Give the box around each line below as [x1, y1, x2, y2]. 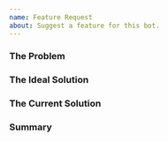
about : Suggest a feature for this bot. [9, 21, 161, 30]
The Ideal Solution [9, 74, 89, 86]
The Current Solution [9, 98, 102, 110]
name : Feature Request [9, 12, 93, 22]
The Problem [9, 50, 66, 63]
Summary [9, 121, 53, 133]
